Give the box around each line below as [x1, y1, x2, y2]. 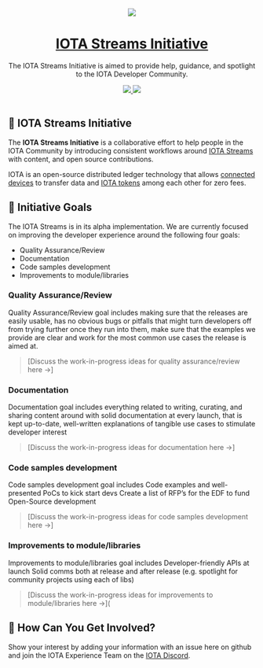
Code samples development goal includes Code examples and [8, 480, 210, 489]
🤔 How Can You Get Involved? [8, 622, 155, 635]
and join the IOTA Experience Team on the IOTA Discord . [8, 650, 191, 660]
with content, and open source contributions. [8, 154, 154, 164]
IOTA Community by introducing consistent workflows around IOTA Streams [8, 146, 254, 155]
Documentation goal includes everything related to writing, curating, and [8, 402, 243, 412]
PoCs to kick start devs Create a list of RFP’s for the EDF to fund [42, 489, 250, 498]
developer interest [8, 427, 68, 437]
